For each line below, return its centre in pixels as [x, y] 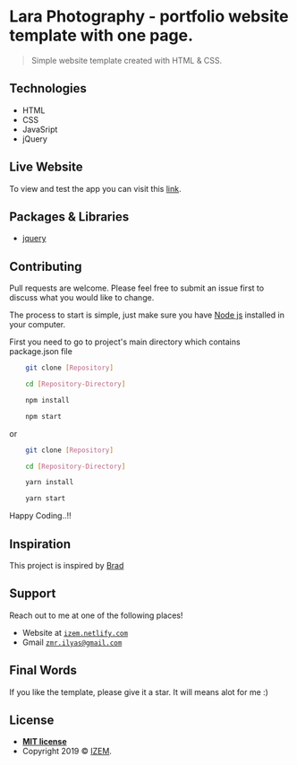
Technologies [48, 88]
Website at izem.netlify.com [75, 632]
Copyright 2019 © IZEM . [67, 752]
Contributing [46, 266]
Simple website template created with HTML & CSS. [127, 60]
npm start [44, 416]
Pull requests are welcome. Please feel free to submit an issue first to [137, 288]
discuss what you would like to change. [82, 298]
